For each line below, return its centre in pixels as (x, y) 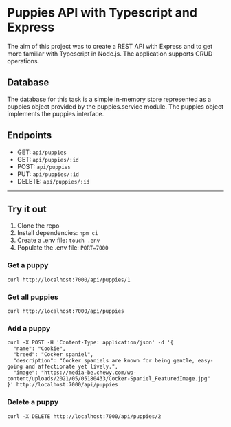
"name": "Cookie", (40, 349)
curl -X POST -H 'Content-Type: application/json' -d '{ (90, 343)
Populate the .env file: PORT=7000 (63, 248)
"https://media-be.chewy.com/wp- (89, 373)
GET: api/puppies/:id (48, 159)
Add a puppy (29, 328)
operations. (23, 61)
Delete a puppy (33, 402)
